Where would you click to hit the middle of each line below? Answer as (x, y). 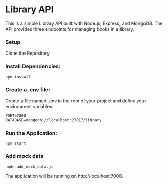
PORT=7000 (16, 116)
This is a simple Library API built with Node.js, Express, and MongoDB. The (84, 23)
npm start (16, 144)
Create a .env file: (28, 90)
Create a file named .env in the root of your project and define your (76, 101)
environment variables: (29, 106)
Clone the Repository (28, 53)
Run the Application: (31, 133)
